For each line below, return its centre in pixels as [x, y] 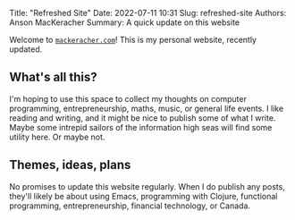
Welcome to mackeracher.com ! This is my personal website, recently [133, 40]
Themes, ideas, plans [70, 165]
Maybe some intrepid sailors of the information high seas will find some [141, 127]
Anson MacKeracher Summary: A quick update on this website [124, 22]
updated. [26, 49]
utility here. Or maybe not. [57, 137]
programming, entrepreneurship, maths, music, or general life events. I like [147, 108]
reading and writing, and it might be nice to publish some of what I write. [143, 118]
